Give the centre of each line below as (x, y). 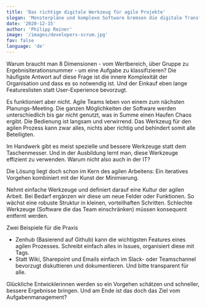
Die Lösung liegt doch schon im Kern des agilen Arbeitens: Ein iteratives (97, 171)
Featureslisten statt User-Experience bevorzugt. (67, 90)
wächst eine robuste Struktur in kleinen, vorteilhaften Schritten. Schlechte (100, 203)
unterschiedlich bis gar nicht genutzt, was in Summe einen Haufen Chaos (99, 115)
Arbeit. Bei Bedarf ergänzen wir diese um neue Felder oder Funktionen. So (100, 196)
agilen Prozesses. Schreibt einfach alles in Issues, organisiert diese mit (105, 246)
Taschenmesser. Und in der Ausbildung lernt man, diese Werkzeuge (92, 153)
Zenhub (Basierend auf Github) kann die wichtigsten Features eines (100, 239)
